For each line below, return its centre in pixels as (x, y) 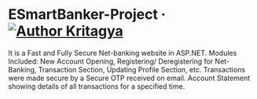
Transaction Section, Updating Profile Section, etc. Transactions (142, 69)
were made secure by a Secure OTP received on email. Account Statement (129, 78)
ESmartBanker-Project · (87, 15)
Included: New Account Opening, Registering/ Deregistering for (111, 61)
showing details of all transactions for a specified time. (97, 86)
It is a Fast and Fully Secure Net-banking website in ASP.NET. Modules (123, 53)
